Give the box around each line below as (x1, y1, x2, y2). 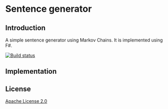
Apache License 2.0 (5, 98, 47, 104)
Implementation (5, 67, 57, 76)
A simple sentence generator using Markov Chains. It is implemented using (5, 37, 163, 43)
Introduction (5, 24, 46, 32)
